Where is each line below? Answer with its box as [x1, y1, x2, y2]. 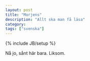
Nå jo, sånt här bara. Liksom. [5, 50, 66, 56]
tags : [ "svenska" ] [5, 26, 44, 32]
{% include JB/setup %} [5, 40, 56, 46]
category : [5, 21, 26, 27]
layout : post [5, 7, 33, 13]
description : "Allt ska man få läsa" [5, 17, 85, 22]
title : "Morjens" [5, 12, 42, 17]
